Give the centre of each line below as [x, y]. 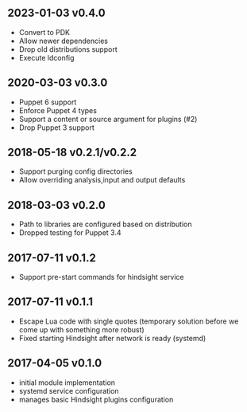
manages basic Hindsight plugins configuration [96, 399]
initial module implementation [67, 383]
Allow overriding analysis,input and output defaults [102, 180]
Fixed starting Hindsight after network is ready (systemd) [112, 338]
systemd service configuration [69, 390]
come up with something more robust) [81, 329]
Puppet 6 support [48, 102]
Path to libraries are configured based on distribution [105, 224]
